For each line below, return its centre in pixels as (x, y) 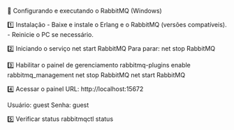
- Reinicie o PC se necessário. (51, 34)
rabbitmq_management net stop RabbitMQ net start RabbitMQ (96, 75)
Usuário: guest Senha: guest (48, 105)
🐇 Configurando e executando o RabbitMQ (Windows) (85, 11)
